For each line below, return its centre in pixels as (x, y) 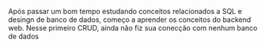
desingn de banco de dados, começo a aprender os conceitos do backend (130, 20)
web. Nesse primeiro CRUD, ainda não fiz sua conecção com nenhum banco (133, 28)
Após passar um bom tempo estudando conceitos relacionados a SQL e (125, 11)
